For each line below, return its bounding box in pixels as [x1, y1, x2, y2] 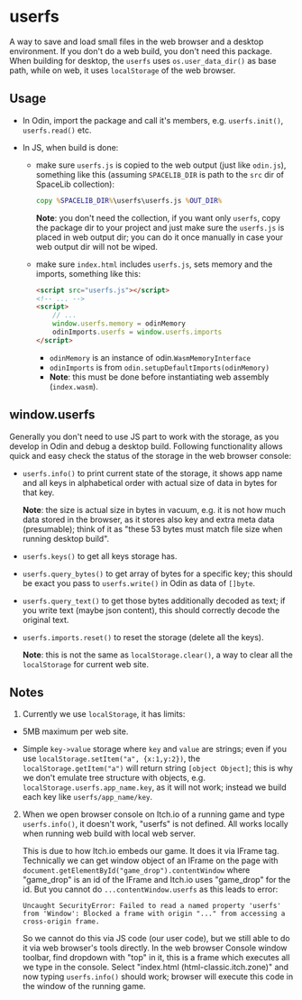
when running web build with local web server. [22, 828, 197, 839]
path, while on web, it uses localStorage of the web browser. [9, 65, 236, 76]
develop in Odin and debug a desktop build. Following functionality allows [9, 440, 283, 452]
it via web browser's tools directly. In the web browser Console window [22, 942, 288, 953]
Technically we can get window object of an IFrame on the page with [22, 855, 279, 867]
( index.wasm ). [49, 381, 99, 391]
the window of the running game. [22, 981, 146, 992]
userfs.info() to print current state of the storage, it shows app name [22, 467, 283, 479]
